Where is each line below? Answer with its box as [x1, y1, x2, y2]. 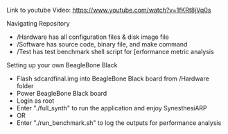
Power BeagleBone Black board [16, 90, 107, 97]
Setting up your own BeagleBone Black [6, 61, 119, 69]
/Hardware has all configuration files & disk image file [16, 33, 169, 41]
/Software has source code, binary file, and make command [16, 40, 188, 48]
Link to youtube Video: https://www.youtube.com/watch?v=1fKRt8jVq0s [6, 6, 211, 14]
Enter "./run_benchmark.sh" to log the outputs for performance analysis [16, 119, 222, 127]
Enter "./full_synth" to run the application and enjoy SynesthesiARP [16, 104, 207, 112]
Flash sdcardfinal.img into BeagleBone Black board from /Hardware [16, 74, 209, 83]
